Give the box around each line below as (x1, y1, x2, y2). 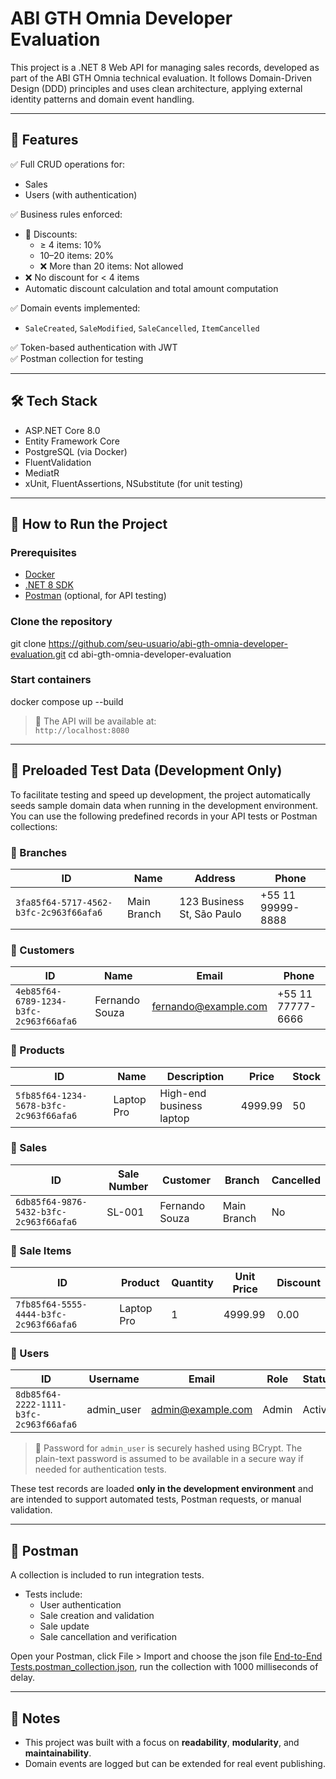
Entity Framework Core (24, 435, 120, 447)
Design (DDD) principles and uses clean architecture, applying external (10, 82, 303, 94)
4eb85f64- (15, 986, 62, 997)
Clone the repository (10, 615, 113, 629)
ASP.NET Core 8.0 (24, 424, 101, 436)
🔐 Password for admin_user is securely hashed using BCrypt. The (34, 1442, 303, 1454)
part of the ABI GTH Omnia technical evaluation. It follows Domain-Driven (10, 72, 312, 84)
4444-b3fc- (15, 1309, 67, 1321)
